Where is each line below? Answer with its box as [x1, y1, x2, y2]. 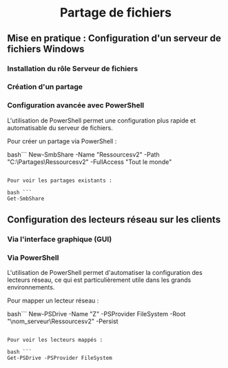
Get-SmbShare [7, 195, 45, 202]
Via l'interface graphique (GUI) [7, 234, 112, 244]
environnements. [7, 283, 55, 292]
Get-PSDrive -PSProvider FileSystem [7, 355, 112, 362]
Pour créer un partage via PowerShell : [7, 136, 117, 145]
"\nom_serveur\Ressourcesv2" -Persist [7, 317, 118, 325]
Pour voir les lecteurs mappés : [7, 336, 103, 344]
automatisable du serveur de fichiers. [7, 123, 114, 132]
